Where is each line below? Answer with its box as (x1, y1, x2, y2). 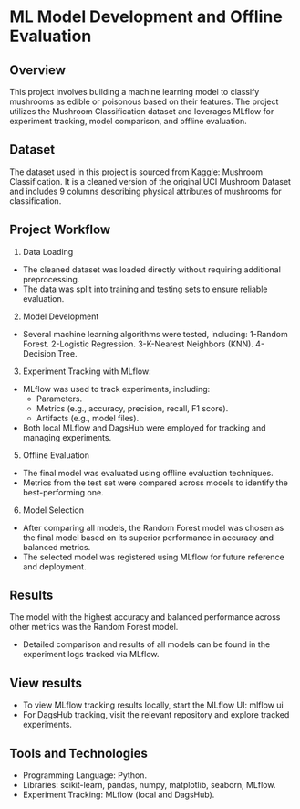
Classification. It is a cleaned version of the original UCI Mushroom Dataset (9, 176, 292, 186)
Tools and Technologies (9, 745, 149, 761)
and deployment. (22, 560, 87, 572)
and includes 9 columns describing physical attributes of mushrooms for (9, 186, 283, 197)
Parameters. (36, 393, 83, 404)
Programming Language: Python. (22, 770, 148, 781)
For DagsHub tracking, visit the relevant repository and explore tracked (22, 709, 290, 720)
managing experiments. (22, 431, 112, 442)
